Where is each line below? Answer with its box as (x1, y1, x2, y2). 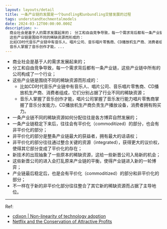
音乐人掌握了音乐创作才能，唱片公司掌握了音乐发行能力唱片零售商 (19, 95, 155, 102)
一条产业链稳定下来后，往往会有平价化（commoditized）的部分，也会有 (12, 120, 160, 127)
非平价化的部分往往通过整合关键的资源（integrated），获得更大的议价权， (12, 139, 162, 145)
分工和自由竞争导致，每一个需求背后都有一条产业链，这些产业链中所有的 (12, 65, 161, 71)
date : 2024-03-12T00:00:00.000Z (5, 21, 72, 26)
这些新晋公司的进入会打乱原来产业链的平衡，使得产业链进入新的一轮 (12, 157, 152, 164)
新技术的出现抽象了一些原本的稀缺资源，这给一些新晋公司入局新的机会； (12, 152, 161, 157)
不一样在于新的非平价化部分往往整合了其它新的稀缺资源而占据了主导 (12, 182, 152, 189)
